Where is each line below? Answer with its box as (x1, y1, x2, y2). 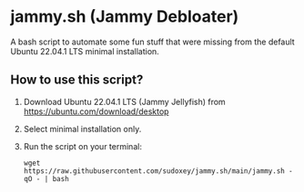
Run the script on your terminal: (23, 140, 142, 151)
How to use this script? (10, 72, 144, 88)
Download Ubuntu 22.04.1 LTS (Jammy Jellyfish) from (23, 96, 226, 107)
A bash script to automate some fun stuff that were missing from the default (10, 36, 295, 47)
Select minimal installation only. (23, 123, 142, 134)
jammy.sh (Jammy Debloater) (10, 6, 239, 27)
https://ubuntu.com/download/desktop (23, 106, 169, 117)
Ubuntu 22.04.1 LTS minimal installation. (10, 45, 160, 56)
